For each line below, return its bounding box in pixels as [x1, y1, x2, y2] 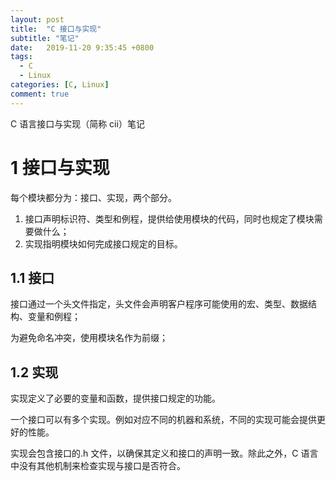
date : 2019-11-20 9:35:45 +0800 [10, 42, 155, 53]
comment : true [10, 89, 70, 99]
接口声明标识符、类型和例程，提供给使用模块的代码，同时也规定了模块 [24, 212, 315, 225]
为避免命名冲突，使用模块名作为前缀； [10, 332, 168, 344]
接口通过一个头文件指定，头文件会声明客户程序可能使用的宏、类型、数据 [10, 298, 308, 310]
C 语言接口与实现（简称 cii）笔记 [10, 117, 145, 130]
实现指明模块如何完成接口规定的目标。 [24, 237, 183, 250]
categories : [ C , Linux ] [10, 80, 110, 90]
